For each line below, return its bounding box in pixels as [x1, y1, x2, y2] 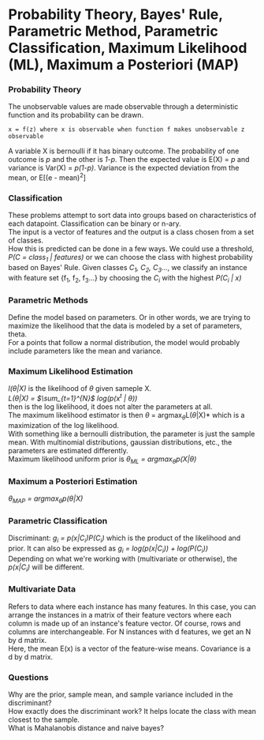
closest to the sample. [8, 715, 80, 724]
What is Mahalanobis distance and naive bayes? [8, 723, 164, 733]
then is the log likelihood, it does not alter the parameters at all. [8, 402, 213, 411]
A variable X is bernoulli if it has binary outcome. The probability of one [8, 146, 240, 156]
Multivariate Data [8, 584, 76, 595]
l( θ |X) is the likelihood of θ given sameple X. [8, 384, 152, 393]
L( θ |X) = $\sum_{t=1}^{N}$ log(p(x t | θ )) [8, 393, 138, 404]
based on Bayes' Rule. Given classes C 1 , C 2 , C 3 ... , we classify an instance [8, 263, 247, 274]
